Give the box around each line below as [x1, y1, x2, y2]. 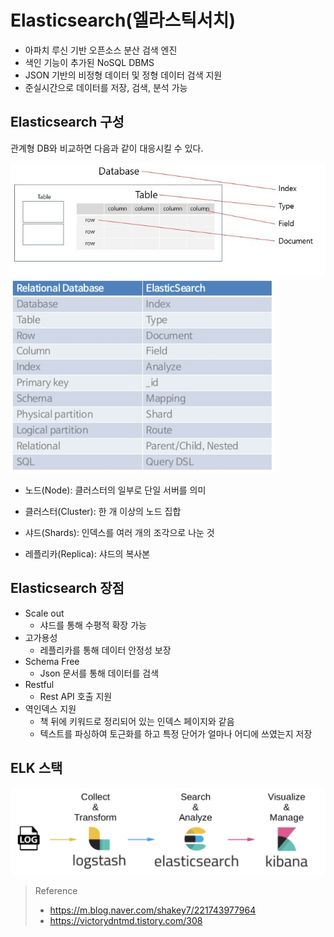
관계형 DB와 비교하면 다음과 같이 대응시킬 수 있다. [10, 142, 204, 154]
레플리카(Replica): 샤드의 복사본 [24, 548, 151, 560]
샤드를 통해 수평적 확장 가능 [39, 619, 147, 631]
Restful [24, 678, 55, 690]
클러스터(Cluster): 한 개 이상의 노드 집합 [24, 506, 182, 518]
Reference [34, 885, 78, 897]
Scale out [24, 607, 65, 619]
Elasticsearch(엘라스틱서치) [10, 9, 237, 32]
